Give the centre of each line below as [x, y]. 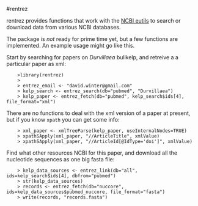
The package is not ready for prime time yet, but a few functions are [92, 39]
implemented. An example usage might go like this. [71, 46]
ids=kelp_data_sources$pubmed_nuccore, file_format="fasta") [86, 192]
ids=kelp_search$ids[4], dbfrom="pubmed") [61, 176]
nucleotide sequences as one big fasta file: [61, 159]
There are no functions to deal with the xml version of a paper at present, [98, 113]
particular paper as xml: [36, 64]
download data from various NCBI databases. [64, 27]
